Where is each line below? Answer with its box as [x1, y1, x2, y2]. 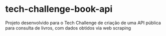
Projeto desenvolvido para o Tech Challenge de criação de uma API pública [5, 20, 161, 26]
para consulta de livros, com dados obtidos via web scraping [5, 25, 131, 31]
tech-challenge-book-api [5, 3, 113, 15]
